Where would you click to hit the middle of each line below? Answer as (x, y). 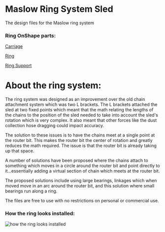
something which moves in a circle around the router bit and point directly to (82, 166)
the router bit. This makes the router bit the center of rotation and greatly (79, 140)
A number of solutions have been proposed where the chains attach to (77, 161)
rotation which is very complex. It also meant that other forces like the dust (81, 120)
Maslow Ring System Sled (59, 9)
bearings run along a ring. (31, 191)
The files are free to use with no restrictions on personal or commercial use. (82, 201)
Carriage (14, 46)
